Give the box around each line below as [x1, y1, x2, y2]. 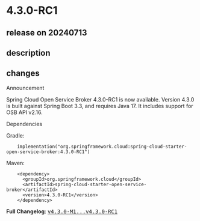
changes [6, 68, 40, 79]
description [6, 47, 51, 58]
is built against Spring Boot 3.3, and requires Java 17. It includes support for [6, 102, 194, 109]
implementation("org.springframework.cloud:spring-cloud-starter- [17, 144, 187, 150]
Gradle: [6, 132, 25, 139]
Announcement [6, 84, 45, 91]
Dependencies [6, 120, 43, 127]
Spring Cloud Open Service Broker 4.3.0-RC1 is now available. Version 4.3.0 [6, 95, 195, 103]
